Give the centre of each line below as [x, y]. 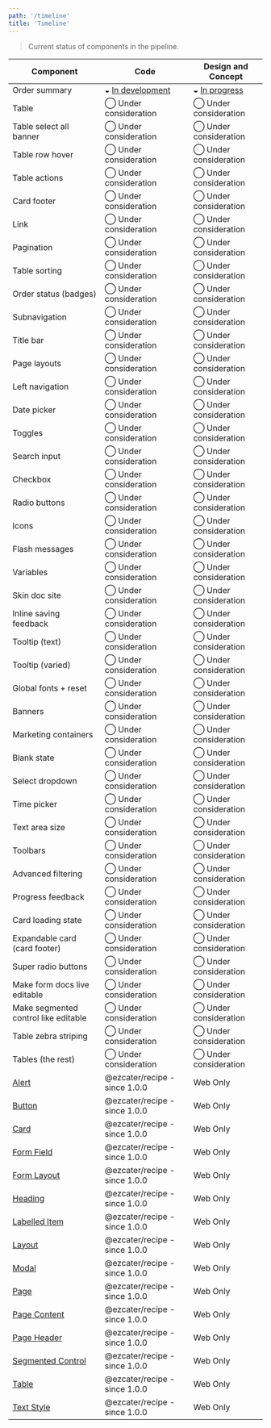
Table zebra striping [50, 1036]
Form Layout [36, 1175]
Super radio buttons [50, 967]
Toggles [27, 432]
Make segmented [46, 1008]
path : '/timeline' [39, 16]
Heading [29, 1198]
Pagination [33, 247]
